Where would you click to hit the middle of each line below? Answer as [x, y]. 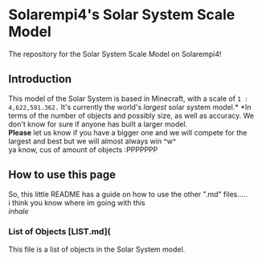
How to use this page [62, 175]
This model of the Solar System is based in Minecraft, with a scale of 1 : [129, 99]
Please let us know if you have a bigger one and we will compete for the [128, 132]
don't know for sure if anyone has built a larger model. [98, 124]
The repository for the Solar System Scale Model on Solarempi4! [115, 54]
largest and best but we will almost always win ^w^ [92, 141]
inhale [18, 211]
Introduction [40, 79]
